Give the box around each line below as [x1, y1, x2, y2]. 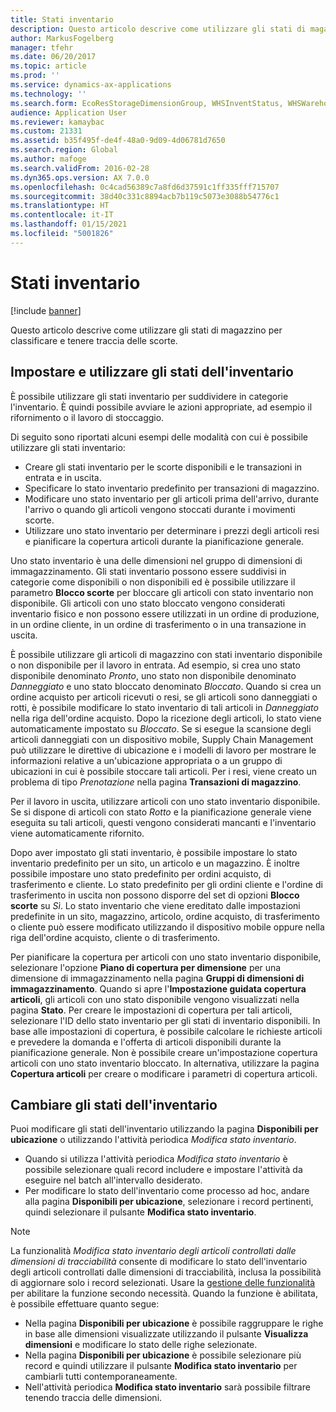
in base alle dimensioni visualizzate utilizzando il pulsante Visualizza [24, 1328, 309, 1340]
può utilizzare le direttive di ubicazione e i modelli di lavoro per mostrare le [10, 744, 317, 756]
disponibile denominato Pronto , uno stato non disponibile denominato [10, 669, 297, 681]
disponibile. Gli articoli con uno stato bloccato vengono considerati [10, 597, 286, 609]
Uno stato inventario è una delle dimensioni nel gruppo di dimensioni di [10, 554, 303, 566]
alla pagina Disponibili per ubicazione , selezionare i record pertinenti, [24, 1196, 314, 1208]
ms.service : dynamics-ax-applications [10, 80, 172, 90]
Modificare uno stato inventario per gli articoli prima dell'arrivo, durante [24, 492, 319, 505]
